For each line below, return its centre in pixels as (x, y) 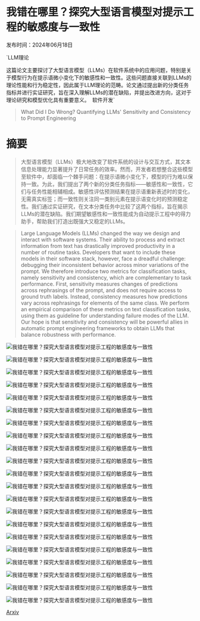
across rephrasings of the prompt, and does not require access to (101, 290)
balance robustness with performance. (68, 334)
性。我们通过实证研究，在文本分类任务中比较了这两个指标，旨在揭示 (104, 206)
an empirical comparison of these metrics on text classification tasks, (106, 309)
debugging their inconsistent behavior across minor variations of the (105, 265)
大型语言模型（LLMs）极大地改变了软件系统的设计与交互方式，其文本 (106, 162)
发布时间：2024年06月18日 (40, 45)
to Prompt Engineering (48, 118)
